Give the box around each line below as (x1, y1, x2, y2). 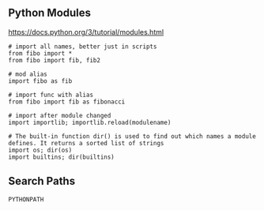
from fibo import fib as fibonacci (8, 98, 126, 106)
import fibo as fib (8, 77, 73, 85)
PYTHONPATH (8, 195, 44, 204)
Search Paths (8, 174, 76, 188)
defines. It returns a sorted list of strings (8, 139, 164, 147)
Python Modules (8, 6, 92, 20)
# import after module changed (8, 111, 111, 119)
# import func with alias (8, 91, 93, 99)
